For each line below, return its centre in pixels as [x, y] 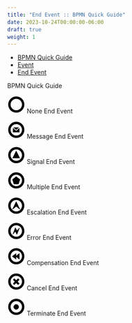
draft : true [24, 29]
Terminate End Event [57, 313]
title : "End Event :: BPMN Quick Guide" [67, 15]
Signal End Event [51, 162]
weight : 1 [22, 37]
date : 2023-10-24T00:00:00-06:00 [56, 22]
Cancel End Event [52, 288]
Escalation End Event [57, 212]
